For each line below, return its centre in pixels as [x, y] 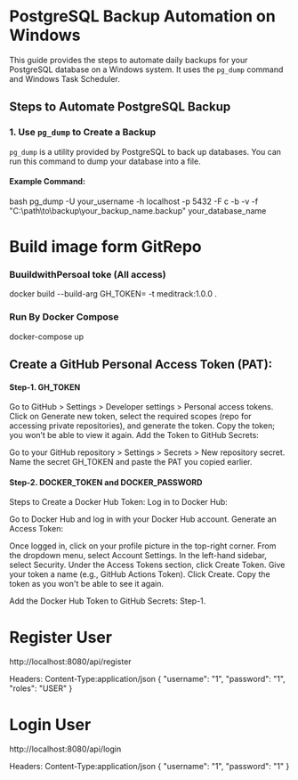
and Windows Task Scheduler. [64, 78]
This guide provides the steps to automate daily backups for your [129, 60]
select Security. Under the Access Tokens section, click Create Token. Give [147, 565]
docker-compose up [47, 337]
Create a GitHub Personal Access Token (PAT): [141, 364]
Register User [61, 637]
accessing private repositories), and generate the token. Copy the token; [142, 426]
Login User [50, 724]
